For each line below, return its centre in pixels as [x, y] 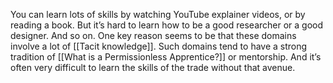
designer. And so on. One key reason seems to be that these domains [153, 35]
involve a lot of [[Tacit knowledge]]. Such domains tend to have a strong [159, 46]
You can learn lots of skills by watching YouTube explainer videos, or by [158, 14]
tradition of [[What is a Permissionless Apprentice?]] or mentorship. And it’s [166, 57]
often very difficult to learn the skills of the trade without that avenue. [153, 67]
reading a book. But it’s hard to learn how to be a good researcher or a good [167, 25]
